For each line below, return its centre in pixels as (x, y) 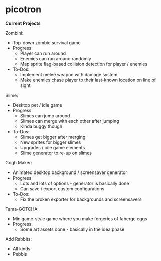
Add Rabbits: (18, 239)
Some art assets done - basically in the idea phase (72, 229)
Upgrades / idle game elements (52, 147)
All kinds (21, 249)
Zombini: (14, 33)
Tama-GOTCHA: (22, 209)
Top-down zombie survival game (47, 42)
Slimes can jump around (45, 115)
